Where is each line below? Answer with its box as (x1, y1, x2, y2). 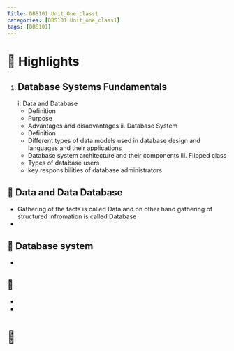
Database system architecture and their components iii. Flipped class (27, 151, 227, 160)
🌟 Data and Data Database (7, 186, 124, 198)
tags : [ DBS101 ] (7, 23, 52, 30)
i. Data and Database (17, 99, 78, 108)
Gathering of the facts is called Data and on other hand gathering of (17, 205, 213, 214)
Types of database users (27, 158, 100, 167)
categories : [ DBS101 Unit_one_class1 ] (7, 17, 120, 24)
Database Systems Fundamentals (17, 81, 168, 93)
